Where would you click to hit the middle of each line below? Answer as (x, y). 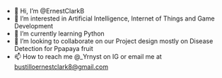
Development (34, 26)
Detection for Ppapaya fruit (53, 49)
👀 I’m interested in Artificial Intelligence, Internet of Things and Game (114, 18)
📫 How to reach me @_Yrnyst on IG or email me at (88, 56)
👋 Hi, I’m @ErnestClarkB (49, 11)
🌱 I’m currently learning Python (59, 33)
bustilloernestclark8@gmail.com (61, 67)
